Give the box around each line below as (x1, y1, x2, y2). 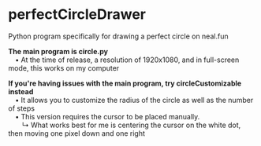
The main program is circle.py (8, 46, 109, 56)
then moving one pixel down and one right (8, 128, 146, 138)
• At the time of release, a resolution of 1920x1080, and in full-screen (15, 55, 240, 64)
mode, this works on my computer (8, 63, 120, 72)
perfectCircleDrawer (8, 5, 146, 24)
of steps (8, 104, 35, 113)
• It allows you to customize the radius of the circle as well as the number (15, 95, 254, 104)
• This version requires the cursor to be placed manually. (15, 111, 200, 121)
